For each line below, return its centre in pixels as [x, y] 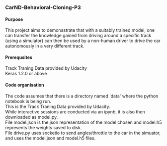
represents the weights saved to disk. [43, 127]
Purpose [14, 19]
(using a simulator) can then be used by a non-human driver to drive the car [83, 41]
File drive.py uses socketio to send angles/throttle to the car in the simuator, [83, 133]
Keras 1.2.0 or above [26, 74]
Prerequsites [19, 57]
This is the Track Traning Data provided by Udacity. [58, 106]
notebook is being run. [28, 101]
